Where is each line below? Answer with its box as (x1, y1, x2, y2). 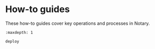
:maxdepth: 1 (5, 30, 33, 35)
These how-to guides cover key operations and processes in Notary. (5, 20, 150, 26)
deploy (5, 39, 19, 44)
